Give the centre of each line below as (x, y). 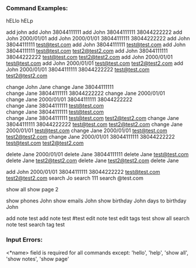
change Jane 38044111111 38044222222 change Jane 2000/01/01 (86, 93)
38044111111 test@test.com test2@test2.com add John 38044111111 (87, 51)
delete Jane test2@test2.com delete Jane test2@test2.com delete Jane (92, 161)
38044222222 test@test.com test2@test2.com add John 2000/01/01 (90, 57)
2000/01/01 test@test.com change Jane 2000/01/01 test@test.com (87, 130)
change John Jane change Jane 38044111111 (60, 87)
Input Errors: (24, 240)
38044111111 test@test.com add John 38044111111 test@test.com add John (96, 44)
